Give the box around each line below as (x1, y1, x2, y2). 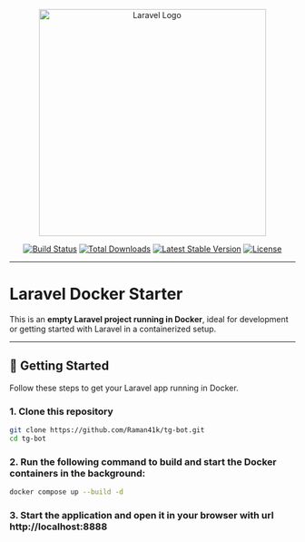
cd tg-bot (9, 434, 47, 443)
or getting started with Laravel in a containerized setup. (9, 323, 217, 334)
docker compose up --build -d (9, 488, 124, 497)
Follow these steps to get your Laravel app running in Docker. (9, 382, 239, 393)
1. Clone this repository (9, 405, 113, 418)
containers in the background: (9, 467, 146, 479)
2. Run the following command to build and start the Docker (9, 455, 277, 468)
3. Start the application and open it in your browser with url (9, 508, 274, 521)
